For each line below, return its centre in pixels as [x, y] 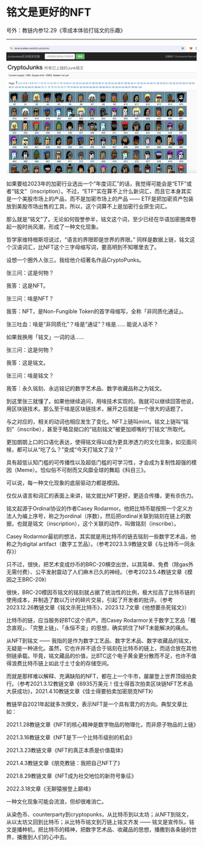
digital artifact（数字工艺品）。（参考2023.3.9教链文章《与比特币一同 [106, 544]
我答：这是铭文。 [27, 363]
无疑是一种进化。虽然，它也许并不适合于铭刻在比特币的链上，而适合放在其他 [101, 648]
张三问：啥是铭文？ [30, 375]
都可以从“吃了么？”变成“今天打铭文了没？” [69, 449]
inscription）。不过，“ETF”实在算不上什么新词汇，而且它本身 [107, 191]
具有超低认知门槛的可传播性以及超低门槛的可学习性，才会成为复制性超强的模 [101, 462]
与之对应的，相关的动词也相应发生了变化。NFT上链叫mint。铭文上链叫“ [95, 421]
